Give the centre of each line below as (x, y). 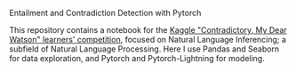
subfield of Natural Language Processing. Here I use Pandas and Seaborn (144, 49)
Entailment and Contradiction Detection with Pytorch (105, 13)
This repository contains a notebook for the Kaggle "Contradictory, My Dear (148, 30)
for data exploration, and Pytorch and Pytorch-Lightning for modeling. (137, 58)
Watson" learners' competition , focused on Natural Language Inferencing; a (148, 40)
